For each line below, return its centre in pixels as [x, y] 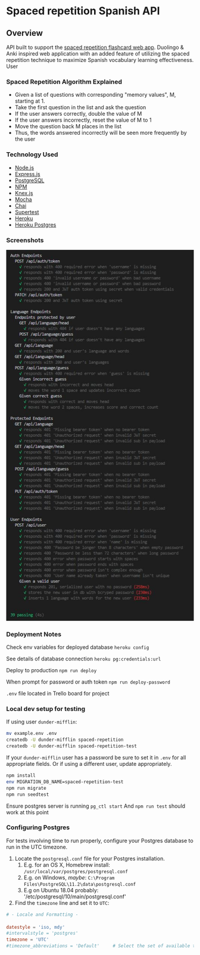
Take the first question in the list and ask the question [80, 107]
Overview [25, 33]
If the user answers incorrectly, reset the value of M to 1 [83, 120]
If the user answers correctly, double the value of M [78, 114]
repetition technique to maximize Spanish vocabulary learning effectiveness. [100, 60]
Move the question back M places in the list [68, 126]
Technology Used [32, 154]
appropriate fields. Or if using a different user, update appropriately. [89, 764]
